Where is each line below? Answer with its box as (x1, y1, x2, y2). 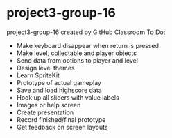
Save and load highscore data (16, 86, 102, 94)
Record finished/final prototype (16, 115, 106, 123)
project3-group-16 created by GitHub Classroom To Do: (6, 28, 166, 36)
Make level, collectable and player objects (16, 49, 137, 57)
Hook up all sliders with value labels (16, 93, 119, 102)
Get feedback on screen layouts (16, 123, 108, 131)
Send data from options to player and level (16, 56, 138, 64)
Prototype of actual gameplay (16, 78, 102, 86)
